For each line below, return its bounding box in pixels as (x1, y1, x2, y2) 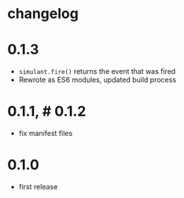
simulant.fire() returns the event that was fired (18, 67, 176, 76)
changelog (7, 5, 79, 23)
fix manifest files (18, 129, 73, 138)
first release (18, 182, 58, 191)
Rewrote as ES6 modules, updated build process (18, 75, 177, 85)
